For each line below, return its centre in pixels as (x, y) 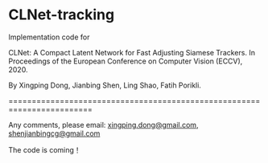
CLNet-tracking (62, 15)
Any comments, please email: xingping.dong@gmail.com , (103, 124)
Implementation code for (49, 37)
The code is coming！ (45, 149)
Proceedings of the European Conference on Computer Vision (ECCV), (126, 61)
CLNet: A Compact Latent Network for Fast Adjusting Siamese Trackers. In (132, 52)
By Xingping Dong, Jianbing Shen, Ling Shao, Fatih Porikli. (105, 85)
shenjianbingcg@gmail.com (54, 133)
